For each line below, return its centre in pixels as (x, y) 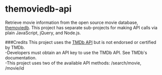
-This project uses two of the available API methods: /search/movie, (73, 63)
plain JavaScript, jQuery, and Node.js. (43, 33)
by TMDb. (15, 47)
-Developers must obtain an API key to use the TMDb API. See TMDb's (76, 53)
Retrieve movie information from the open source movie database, (71, 22)
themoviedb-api (38, 9)
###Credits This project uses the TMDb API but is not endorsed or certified (81, 42)
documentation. (21, 57)
